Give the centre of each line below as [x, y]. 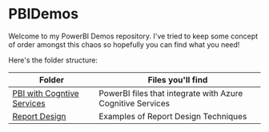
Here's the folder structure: [53, 60]
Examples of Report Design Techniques [173, 116]
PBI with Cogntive [46, 93]
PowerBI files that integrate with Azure [171, 93]
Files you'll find [178, 79]
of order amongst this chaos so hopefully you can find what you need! [124, 44]
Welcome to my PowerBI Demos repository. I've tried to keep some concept [133, 36]
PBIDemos [43, 14]
